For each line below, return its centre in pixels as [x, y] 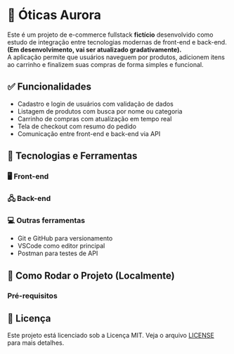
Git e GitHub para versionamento [65, 238]
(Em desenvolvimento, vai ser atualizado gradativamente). [95, 49]
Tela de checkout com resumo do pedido [77, 126]
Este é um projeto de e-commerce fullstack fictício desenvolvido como [110, 35]
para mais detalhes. [36, 343]
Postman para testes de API [58, 253]
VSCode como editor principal [61, 246]
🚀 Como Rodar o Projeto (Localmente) [91, 275]
